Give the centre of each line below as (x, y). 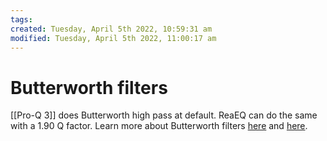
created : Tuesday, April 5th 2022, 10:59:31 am (111, 29)
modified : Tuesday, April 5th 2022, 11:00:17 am (113, 38)
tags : (21, 19)
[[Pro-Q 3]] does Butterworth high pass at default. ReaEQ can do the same (164, 115)
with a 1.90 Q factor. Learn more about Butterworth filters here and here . (159, 126)
